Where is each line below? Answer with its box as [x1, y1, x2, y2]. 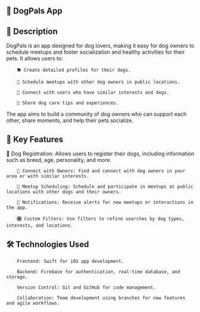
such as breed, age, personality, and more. [6, 157, 112, 164]
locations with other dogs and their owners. [6, 189, 121, 195]
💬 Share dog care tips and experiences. [17, 100, 119, 106]
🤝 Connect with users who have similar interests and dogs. [17, 90, 170, 96]
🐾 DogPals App [6, 6, 63, 16]
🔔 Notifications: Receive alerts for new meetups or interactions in [17, 200, 194, 206]
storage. [6, 274, 28, 280]
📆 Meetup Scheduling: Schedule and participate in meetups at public [17, 183, 194, 190]
